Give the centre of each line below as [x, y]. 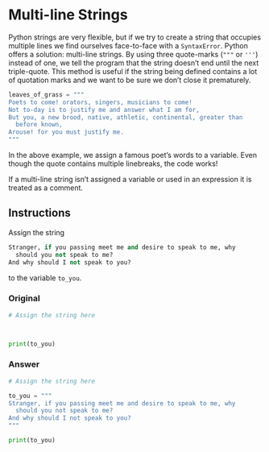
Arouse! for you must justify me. [66, 132]
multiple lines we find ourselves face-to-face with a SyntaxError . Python [128, 45]
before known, [39, 125]
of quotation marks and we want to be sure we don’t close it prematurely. [130, 80]
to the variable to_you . [45, 278]
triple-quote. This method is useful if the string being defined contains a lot [133, 71]
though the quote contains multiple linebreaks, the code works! [113, 164]
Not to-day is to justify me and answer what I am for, [104, 110]
